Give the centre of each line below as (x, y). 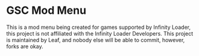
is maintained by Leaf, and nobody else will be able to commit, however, (96, 40)
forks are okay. (25, 46)
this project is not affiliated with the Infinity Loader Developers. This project (100, 33)
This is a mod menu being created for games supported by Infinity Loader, (99, 27)
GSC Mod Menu (46, 11)
